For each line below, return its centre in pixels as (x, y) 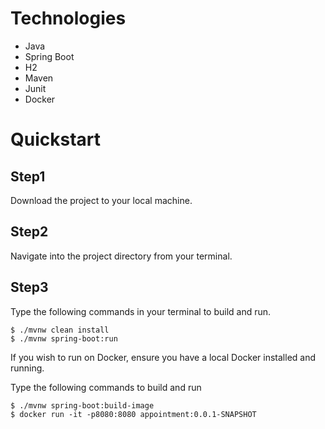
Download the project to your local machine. (101, 200)
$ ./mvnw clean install (60, 330)
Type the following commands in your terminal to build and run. (141, 311)
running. (27, 368)
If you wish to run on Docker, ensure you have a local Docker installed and (163, 357)
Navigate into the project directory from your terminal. (121, 256)
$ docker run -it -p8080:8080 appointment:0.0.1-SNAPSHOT (133, 414)
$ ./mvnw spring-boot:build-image (82, 405)
